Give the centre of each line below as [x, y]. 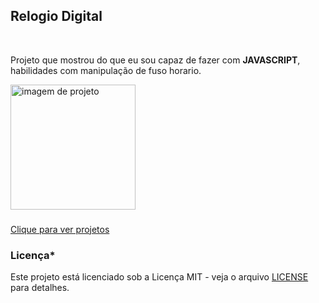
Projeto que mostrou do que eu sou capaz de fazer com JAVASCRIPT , [155, 60]
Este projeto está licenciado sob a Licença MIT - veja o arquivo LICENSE [159, 277]
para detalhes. [40, 288]
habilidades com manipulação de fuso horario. [106, 70]
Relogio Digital [56, 16]
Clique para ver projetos [60, 229]
